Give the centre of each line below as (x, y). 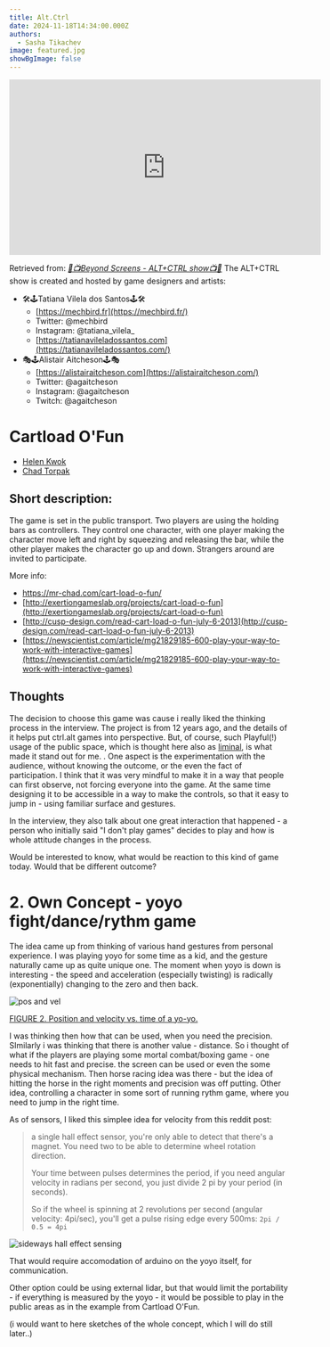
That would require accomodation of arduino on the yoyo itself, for (131, 1261)
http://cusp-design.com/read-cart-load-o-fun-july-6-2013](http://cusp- (157, 621)
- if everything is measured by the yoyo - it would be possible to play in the (147, 1297)
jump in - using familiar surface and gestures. (93, 803)
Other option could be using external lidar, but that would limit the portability (149, 1287)
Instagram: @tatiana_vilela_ (85, 330)
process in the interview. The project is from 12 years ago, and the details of (148, 727)
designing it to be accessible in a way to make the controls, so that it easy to (149, 793)
